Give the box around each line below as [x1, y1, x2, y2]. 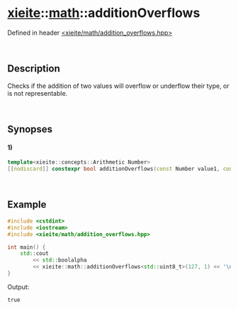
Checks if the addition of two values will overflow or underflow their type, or [7, 82, 230, 90]
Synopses [7, 123, 53, 135]
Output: [7, 282, 30, 291]
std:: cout [20, 250, 50, 257]
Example [7, 198, 47, 210]
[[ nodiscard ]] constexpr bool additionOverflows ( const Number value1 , [7, 165, 220, 173]
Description [7, 62, 60, 75]
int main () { [7, 243, 46, 251]
